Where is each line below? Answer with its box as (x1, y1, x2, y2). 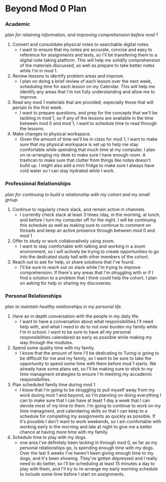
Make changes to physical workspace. (12, 131, 91, 137)
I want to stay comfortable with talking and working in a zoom (19, 243, 146, 249)
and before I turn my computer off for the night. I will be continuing (19, 216, 156, 223)
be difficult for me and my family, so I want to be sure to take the (19, 355, 152, 362)
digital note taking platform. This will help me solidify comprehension (19, 57, 161, 63)
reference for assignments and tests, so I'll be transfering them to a (19, 52, 158, 58)
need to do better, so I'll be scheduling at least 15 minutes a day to (19, 461, 155, 467)
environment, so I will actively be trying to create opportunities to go (19, 248, 160, 254)
